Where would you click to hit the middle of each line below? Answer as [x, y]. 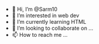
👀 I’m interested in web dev [46, 15]
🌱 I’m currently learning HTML [49, 22]
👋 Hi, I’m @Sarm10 [35, 9]
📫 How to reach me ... [40, 35]
